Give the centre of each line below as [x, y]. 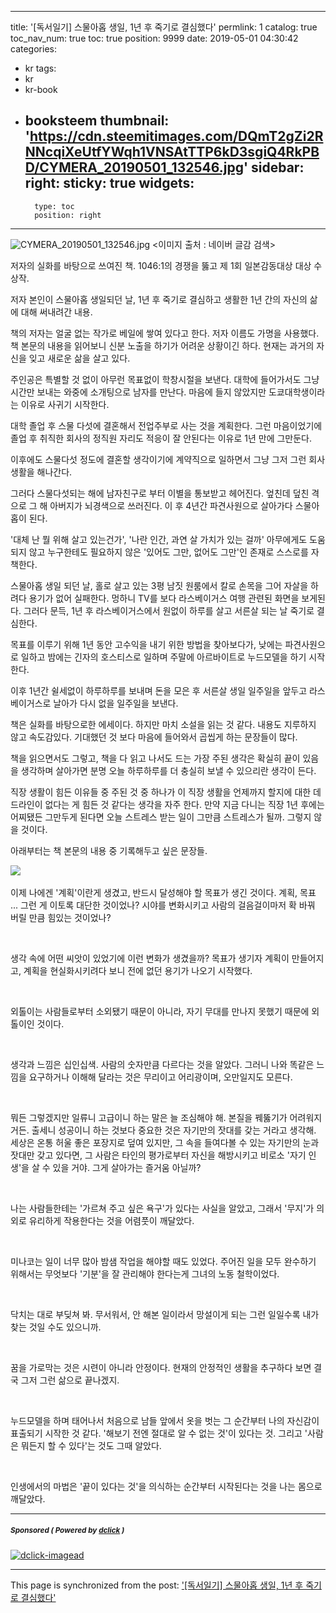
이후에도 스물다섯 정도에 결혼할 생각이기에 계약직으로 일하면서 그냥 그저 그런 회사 [168, 459]
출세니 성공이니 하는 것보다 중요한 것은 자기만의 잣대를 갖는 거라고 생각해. [174, 1130]
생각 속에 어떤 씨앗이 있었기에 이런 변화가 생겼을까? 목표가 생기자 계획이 [150, 958]
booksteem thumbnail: [97, 121]
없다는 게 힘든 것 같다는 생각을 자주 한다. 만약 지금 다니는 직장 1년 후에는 [184, 804]
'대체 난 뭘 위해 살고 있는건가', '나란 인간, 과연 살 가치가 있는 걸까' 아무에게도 [159, 539]
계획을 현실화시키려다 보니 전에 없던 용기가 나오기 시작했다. [138, 970]
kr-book [41, 89]
